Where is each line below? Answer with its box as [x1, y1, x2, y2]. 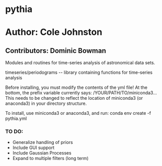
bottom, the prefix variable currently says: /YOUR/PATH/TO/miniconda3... [5, 90, 157, 96]
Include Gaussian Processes [12, 150, 71, 156]
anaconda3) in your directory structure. [5, 100, 87, 106]
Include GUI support [12, 144, 55, 151]
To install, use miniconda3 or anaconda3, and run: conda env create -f [5, 110, 151, 116]
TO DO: [5, 128, 24, 135]
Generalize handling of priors [12, 139, 73, 145]
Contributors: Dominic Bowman [5, 46, 107, 55]
